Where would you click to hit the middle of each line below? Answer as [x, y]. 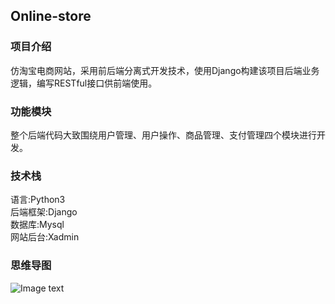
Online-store [51, 16]
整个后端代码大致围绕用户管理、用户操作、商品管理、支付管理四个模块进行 [163, 135]
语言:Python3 [38, 200]
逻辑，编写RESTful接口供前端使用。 [84, 83]
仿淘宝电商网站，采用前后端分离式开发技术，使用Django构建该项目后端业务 [165, 70]
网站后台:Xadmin [45, 237]
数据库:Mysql [37, 225]
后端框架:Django [44, 212]
